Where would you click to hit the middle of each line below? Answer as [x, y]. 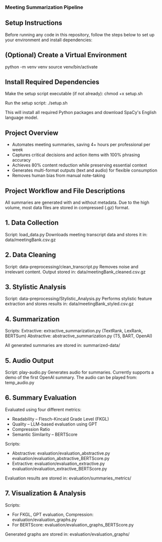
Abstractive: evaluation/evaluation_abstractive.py [61, 453]
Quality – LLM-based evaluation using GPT [55, 424]
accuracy [21, 160]
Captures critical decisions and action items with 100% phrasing [76, 155]
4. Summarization [32, 319]
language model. [22, 117]
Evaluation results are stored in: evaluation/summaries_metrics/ [68, 478]
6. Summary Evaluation [41, 398]
